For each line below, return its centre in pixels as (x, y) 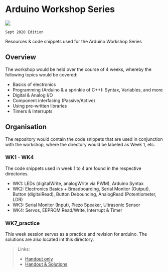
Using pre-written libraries (40, 106)
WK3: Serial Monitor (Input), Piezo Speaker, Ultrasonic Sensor (76, 205)
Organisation (26, 127)
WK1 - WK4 (20, 157)
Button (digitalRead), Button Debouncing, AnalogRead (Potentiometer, (85, 194)
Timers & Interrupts (32, 111)
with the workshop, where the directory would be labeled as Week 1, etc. (80, 144)
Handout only (39, 259)
